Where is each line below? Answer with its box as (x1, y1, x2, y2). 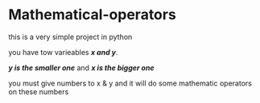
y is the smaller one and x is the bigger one (8, 62, 155, 73)
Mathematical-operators (8, 6, 177, 24)
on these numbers (8, 86, 69, 97)
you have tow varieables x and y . (8, 47, 118, 57)
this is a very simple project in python (8, 32, 133, 42)
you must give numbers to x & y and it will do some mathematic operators (8, 78, 252, 88)
